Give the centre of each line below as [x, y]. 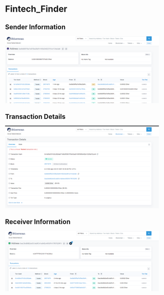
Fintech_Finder [36, 9]
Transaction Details [35, 116]
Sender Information [35, 27]
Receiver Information [38, 222]
